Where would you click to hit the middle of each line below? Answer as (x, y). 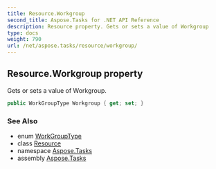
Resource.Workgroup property (75, 74)
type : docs (23, 33)
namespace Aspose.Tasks (54, 150)
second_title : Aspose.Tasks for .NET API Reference (83, 20)
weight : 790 (24, 39)
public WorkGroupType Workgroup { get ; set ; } (75, 103)
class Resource (39, 143)
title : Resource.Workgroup (46, 14)
